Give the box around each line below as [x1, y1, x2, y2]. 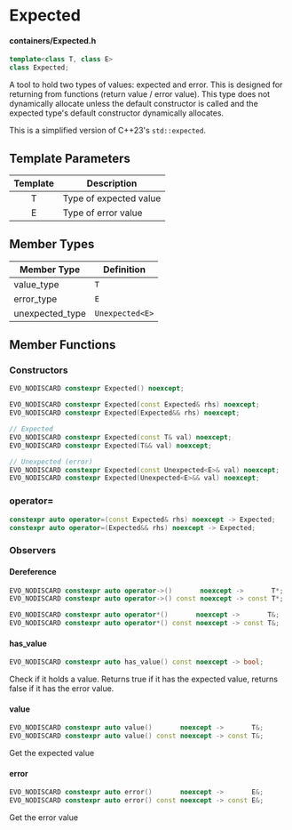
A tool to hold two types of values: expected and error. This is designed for [9, 79, 283, 90]
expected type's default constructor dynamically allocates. [9, 108, 225, 118]
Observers [9, 544, 56, 557]
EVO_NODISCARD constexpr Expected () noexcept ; [9, 384, 185, 393]
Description [86, 177, 138, 189]
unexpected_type [13, 307, 87, 319]
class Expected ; [9, 63, 69, 72]
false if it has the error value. [9, 683, 114, 694]
